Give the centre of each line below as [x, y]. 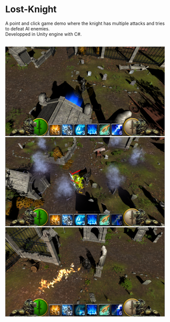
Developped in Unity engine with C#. [44, 34]
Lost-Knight [31, 9]
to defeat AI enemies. [28, 28]
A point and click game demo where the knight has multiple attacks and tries [85, 23]
